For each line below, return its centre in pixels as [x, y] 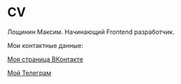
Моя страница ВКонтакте [45, 59]
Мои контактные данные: [45, 45]
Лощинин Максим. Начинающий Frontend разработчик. [91, 32]
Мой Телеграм [29, 73]
